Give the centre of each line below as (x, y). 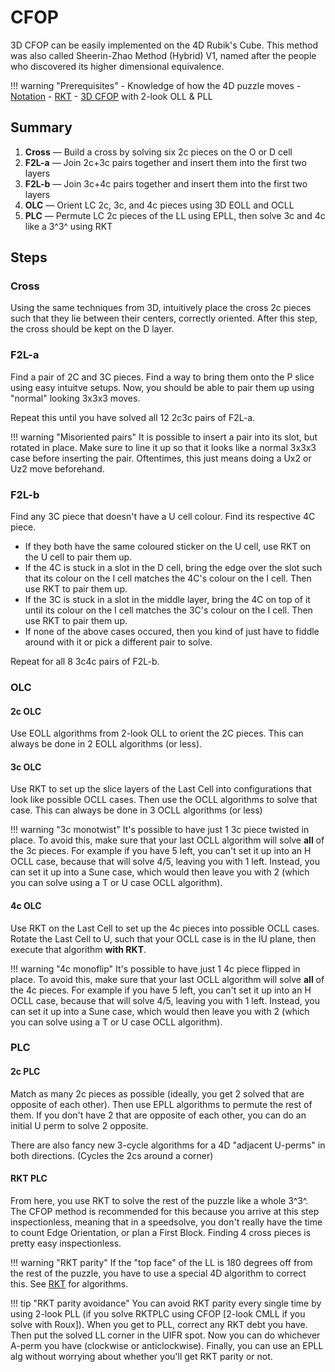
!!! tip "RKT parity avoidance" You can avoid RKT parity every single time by (166, 1303)
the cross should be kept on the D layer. (92, 329)
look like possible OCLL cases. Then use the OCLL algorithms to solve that (164, 800)
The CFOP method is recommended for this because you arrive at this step (165, 1211)
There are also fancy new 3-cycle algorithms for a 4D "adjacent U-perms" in (168, 1145)
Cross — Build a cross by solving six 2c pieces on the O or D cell (158, 152)
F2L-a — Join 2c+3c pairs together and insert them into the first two (165, 162)
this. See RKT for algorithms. (69, 1283)
